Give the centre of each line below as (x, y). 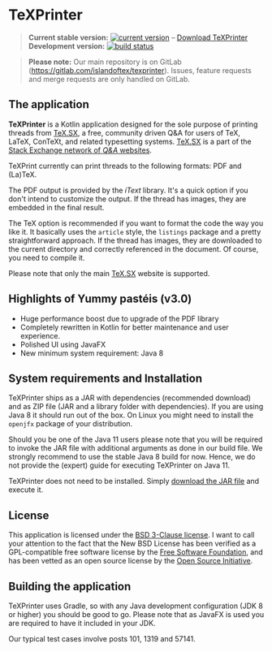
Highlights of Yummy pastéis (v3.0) (100, 299)
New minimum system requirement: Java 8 (92, 353)
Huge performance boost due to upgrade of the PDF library (119, 318)
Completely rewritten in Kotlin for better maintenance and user (124, 327)
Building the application (70, 586)
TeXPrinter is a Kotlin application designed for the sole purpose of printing (133, 124)
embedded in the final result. (56, 207)
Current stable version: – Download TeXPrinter (138, 37)
